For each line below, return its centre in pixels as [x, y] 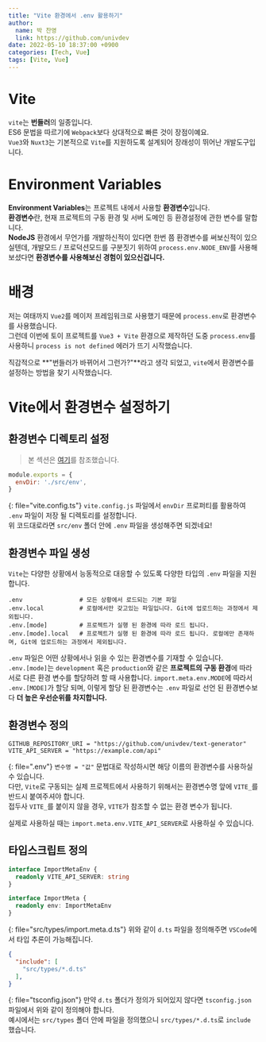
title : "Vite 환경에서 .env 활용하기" [66, 15]
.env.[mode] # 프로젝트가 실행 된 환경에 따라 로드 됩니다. [109, 625]
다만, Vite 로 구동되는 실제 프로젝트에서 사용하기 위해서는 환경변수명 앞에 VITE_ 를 [133, 786]
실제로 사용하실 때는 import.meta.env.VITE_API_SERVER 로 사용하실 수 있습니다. [131, 823]
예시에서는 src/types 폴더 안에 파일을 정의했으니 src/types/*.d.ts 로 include [130, 1020]
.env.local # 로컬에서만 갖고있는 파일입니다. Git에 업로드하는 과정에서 [129, 608]
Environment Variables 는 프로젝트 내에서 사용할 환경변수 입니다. [109, 207]
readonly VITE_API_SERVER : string [72, 877]
